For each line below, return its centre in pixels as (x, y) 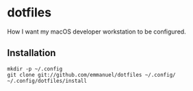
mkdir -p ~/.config (35, 69)
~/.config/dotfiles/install (47, 81)
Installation (31, 53)
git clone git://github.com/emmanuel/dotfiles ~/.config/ (91, 75)
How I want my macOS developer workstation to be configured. (96, 31)
